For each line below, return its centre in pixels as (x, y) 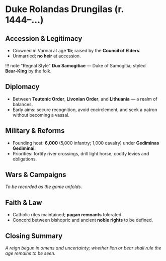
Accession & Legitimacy (44, 38)
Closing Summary (34, 236)
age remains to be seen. (30, 253)
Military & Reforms (35, 131)
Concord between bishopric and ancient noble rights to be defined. (83, 220)
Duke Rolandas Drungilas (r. (65, 9)
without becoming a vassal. (41, 115)
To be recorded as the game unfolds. (44, 187)
